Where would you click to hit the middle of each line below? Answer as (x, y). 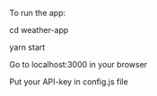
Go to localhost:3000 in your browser (78, 64)
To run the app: (38, 13)
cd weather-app (39, 30)
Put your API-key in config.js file (69, 82)
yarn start (27, 47)
